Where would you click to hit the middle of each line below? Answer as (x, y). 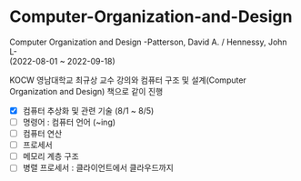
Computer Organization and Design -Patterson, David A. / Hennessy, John (149, 42)
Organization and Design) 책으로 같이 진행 (86, 91)
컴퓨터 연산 (42, 134)
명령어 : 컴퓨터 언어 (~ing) (69, 122)
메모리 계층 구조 (50, 156)
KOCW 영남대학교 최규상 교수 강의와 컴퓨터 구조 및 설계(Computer (128, 80)
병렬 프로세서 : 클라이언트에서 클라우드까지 (98, 168)
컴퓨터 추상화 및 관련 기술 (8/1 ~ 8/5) (88, 110)
